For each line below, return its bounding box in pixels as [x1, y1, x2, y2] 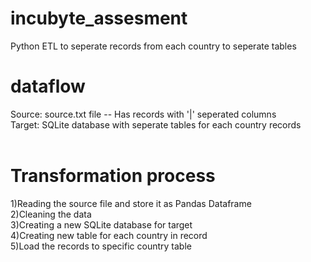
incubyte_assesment [10, 7, 188, 30]
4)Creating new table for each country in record [10, 229, 208, 241]
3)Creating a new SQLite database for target [10, 218, 193, 231]
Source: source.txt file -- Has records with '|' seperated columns [10, 108, 277, 120]
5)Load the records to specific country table [10, 240, 192, 252]
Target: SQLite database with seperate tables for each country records [10, 118, 302, 131]
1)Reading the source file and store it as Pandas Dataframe [10, 197, 252, 209]
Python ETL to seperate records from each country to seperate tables [10, 40, 297, 52]
